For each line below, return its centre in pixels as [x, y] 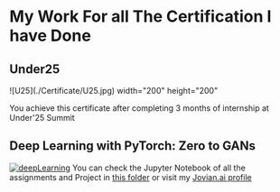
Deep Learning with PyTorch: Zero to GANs [132, 146]
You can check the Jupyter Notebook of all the [159, 168]
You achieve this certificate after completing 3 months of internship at [139, 108]
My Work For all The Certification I [140, 17]
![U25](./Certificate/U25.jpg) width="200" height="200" [114, 91]
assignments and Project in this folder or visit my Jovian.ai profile [131, 177]
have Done [51, 36]
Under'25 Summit [42, 118]
